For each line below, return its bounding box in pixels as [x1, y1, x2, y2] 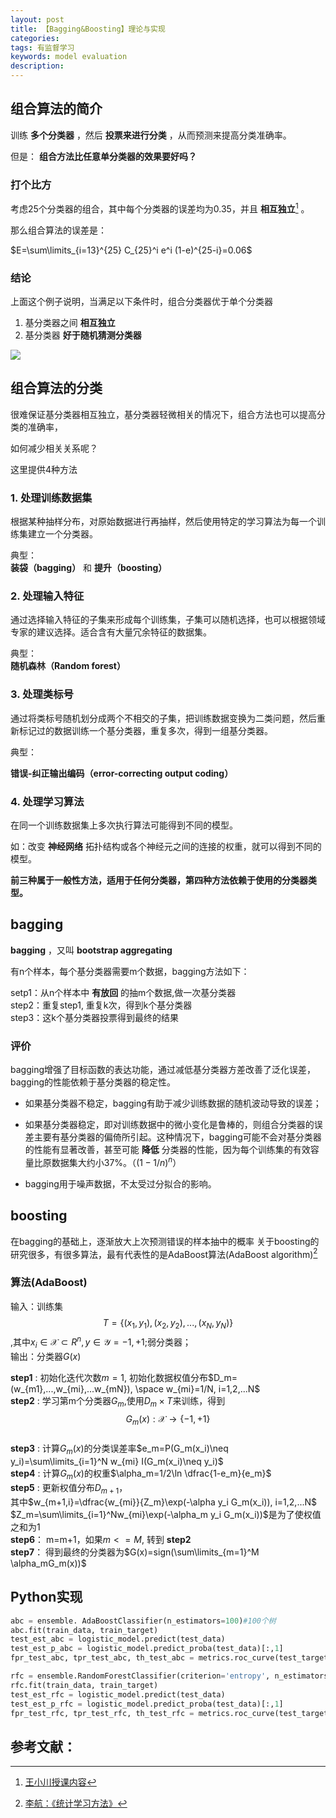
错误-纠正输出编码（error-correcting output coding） [10, 767, 234, 779]
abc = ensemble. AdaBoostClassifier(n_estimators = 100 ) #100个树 [10, 1616, 277, 1626]
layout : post [10, 14, 65, 25]
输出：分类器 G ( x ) [10, 1350, 82, 1362]
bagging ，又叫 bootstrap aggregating [10, 944, 173, 956]
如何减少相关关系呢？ [10, 442, 98, 454]
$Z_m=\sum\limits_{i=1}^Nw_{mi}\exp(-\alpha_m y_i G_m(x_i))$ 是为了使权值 [10, 1508, 322, 1520]
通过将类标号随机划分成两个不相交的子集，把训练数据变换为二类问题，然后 [10, 712, 317, 724]
